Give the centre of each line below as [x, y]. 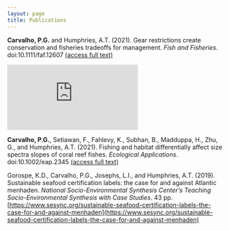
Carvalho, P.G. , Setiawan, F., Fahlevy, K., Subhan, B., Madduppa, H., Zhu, [112, 139]
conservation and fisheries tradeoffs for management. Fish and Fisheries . [112, 47]
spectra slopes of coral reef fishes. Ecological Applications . [93, 154]
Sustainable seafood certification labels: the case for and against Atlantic [112, 182]
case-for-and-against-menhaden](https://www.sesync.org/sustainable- [110, 212]
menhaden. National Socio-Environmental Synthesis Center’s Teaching [109, 190]
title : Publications [37, 20]
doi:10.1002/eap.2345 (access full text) [63, 161]
